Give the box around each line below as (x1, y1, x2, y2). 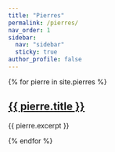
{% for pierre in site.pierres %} (8, 76, 107, 87)
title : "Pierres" (8, 11, 65, 20)
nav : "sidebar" (15, 41, 65, 49)
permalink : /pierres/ (8, 19, 79, 27)
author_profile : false (8, 56, 82, 64)
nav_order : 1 (8, 26, 51, 34)
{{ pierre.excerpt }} (8, 120, 70, 130)
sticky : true (15, 48, 58, 56)
